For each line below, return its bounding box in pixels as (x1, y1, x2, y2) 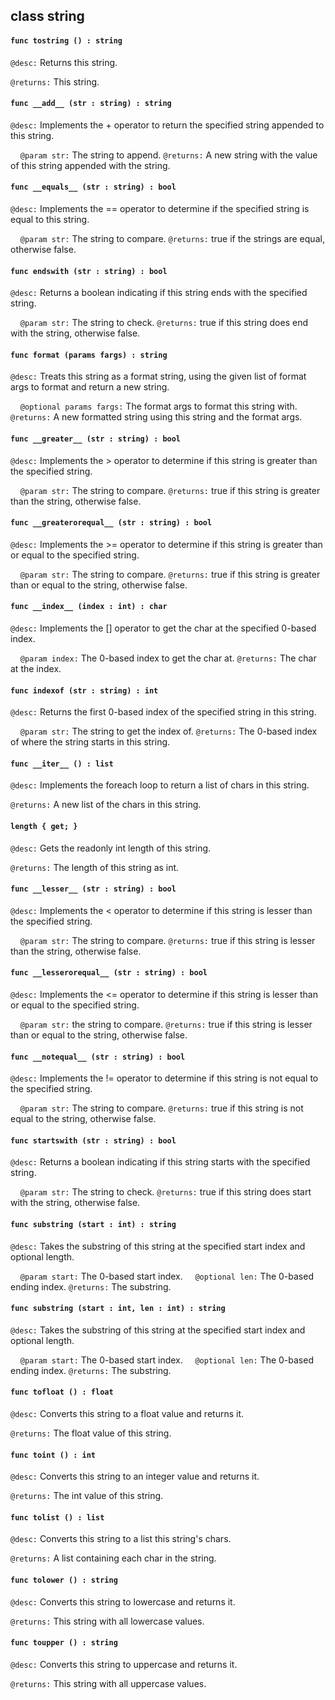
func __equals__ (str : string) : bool (10, 182, 177, 193)
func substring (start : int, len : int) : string (10, 1304, 226, 1314)
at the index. (10, 663, 62, 675)
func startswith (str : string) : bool (10, 1135, 177, 1146)
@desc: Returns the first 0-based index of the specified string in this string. (10, 706, 317, 718)
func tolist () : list (10, 1512, 105, 1523)
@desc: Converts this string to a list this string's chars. (10, 1533, 232, 1545)
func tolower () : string (10, 1575, 118, 1586)
